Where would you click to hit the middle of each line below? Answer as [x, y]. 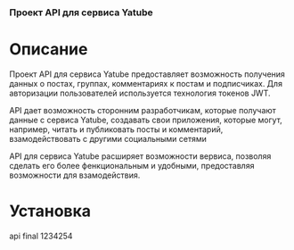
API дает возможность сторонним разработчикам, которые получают [143, 110]
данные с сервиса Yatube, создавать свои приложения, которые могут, [146, 120]
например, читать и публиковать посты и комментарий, [116, 129]
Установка [50, 211]
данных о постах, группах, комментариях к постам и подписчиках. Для [146, 83]
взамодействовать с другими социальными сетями [108, 138]
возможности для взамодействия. [75, 175]
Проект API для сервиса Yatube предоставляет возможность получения [147, 74]
